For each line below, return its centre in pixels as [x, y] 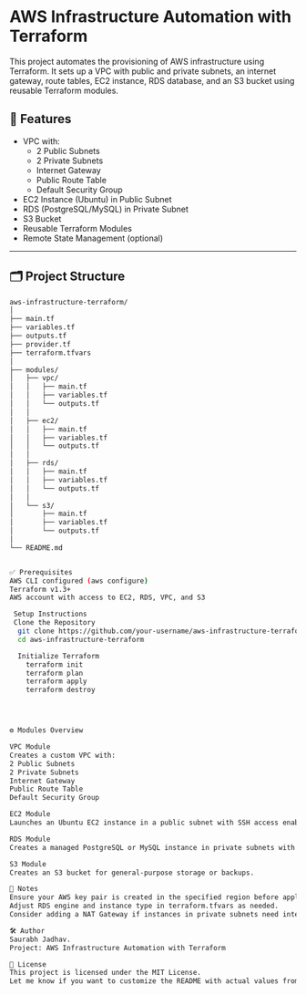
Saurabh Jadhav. [40, 939]
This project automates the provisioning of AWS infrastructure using [137, 61]
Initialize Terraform [59, 656]
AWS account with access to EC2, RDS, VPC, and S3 [107, 598]
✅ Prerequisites [41, 572]
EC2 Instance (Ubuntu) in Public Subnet [97, 199]
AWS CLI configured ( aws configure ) [79, 581]
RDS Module [30, 839]
